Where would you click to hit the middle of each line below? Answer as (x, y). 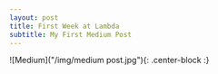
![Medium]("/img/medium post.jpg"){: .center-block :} (109, 60)
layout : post (34, 18)
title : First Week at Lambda (64, 26)
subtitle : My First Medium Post (70, 34)
